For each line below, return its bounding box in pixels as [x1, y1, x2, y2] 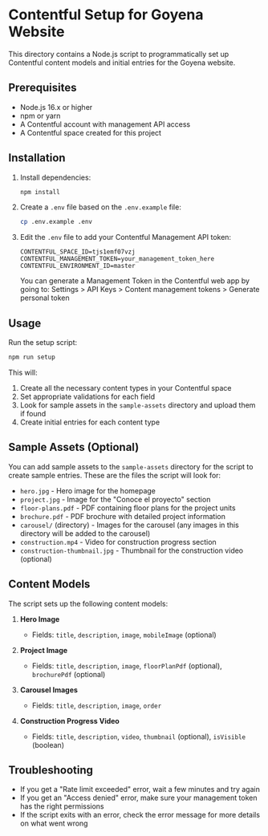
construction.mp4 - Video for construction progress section [19, 537, 217, 546]
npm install [19, 188, 60, 196]
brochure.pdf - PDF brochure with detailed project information [19, 511, 226, 521]
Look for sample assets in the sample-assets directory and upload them [19, 400, 256, 410]
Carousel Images [19, 684, 79, 695]
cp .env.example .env [19, 218, 92, 226]
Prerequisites [8, 81, 77, 95]
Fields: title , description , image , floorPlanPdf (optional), [31, 660, 222, 671]
